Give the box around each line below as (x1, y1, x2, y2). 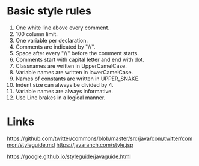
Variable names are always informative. (15, 87, 113, 95)
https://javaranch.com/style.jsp (56, 141, 134, 148)
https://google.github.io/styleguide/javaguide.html (7, 153, 131, 160)
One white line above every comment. (15, 24, 110, 31)
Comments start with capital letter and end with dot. (15, 56, 145, 63)
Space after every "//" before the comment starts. (15, 49, 139, 56)
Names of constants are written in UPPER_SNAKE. (15, 75, 140, 82)
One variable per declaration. (15, 37, 88, 44)
